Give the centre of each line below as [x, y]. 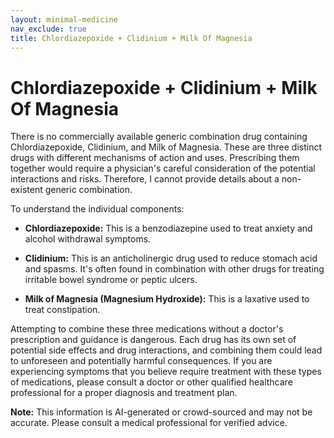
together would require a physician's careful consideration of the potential [163, 168]
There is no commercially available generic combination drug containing [159, 137]
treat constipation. [62, 310]
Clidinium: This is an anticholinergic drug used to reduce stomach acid [171, 258]
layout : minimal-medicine [64, 19]
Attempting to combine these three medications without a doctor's [147, 329]
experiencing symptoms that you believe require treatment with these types [166, 372]
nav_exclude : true [48, 29]
